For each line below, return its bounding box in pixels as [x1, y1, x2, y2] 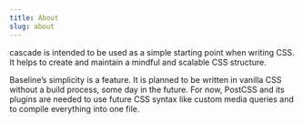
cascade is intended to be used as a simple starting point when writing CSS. [9, 46, 296, 57]
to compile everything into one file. [9, 103, 140, 114]
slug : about [9, 22, 55, 31]
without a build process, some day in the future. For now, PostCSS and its [9, 84, 285, 95]
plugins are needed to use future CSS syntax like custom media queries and [9, 93, 294, 105]
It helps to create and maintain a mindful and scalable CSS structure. [9, 56, 267, 67]
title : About [9, 13, 59, 23]
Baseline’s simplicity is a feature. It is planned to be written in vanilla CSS [9, 74, 282, 85]
